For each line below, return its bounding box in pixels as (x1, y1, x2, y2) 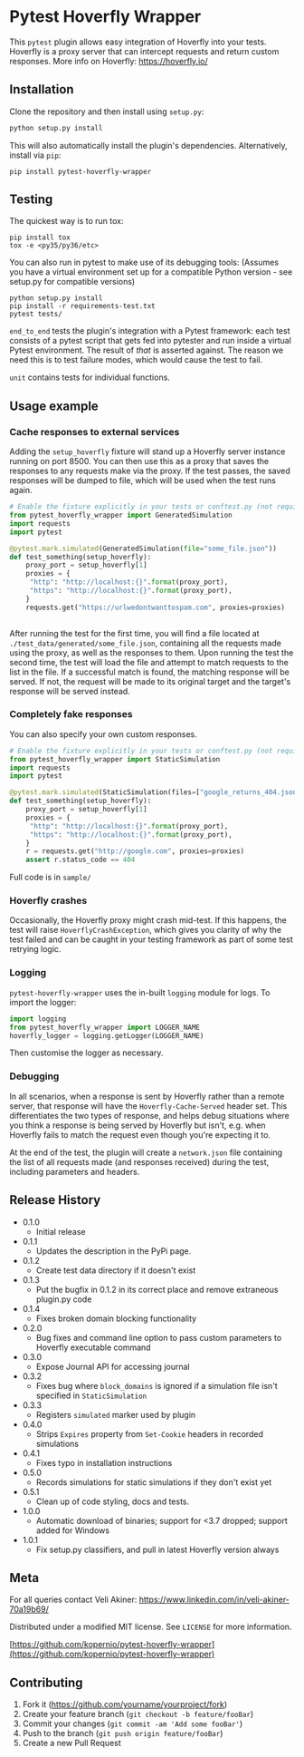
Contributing (9, 1674, 83, 1690)
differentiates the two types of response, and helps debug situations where (9, 1110, 290, 1121)
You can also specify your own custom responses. (9, 728, 197, 740)
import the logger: (9, 996, 77, 1007)
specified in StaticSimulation (35, 1390, 147, 1401)
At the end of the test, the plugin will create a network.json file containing (9, 1147, 283, 1158)
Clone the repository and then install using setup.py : (9, 106, 204, 117)
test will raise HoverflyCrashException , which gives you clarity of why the (9, 925, 282, 936)
